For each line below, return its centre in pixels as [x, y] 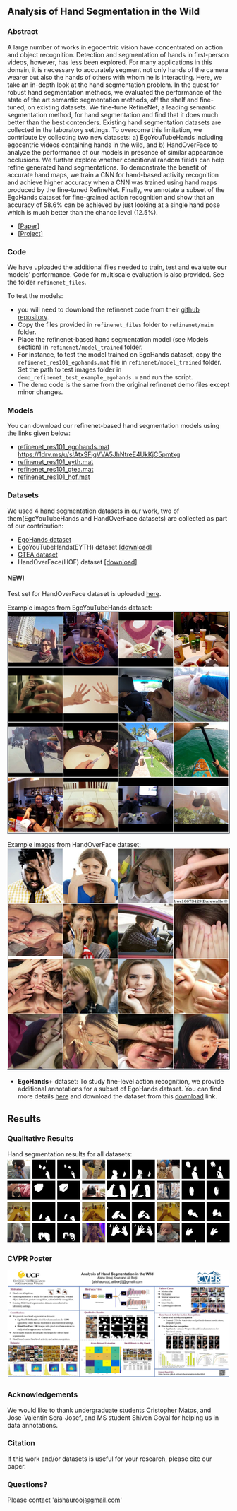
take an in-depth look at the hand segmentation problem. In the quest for [113, 85]
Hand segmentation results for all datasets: [70, 1154]
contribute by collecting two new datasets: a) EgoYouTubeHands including [115, 137]
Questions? [28, 1484]
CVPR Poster [30, 1258]
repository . [33, 316]
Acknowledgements [43, 1394]
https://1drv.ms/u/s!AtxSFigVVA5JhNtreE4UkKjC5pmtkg [99, 454]
